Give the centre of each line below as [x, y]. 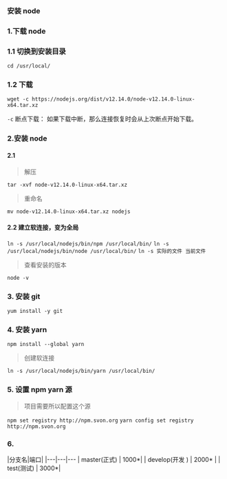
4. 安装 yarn [27, 329]
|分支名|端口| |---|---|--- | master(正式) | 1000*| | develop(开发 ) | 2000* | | [114, 459]
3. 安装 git [24, 296]
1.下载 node [26, 31]
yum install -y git [35, 312]
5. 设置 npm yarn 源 [40, 389]
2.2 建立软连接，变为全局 [43, 227]
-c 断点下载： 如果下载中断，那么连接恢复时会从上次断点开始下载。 [102, 119]
